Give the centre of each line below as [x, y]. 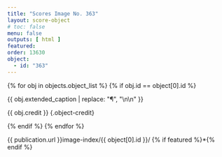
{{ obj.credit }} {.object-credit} [51, 112]
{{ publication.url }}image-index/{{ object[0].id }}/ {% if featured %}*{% [111, 140]
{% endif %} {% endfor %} [46, 126]
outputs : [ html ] [34, 40]
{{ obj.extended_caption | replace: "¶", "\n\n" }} [75, 99]
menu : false [25, 33]
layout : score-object [39, 20]
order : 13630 [26, 53]
